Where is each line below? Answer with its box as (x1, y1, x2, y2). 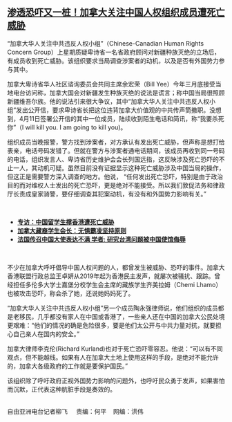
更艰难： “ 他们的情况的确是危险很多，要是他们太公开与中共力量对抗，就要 (7, 321, 216, 329)
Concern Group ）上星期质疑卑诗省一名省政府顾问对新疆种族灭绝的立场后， (7, 48, 221, 56)
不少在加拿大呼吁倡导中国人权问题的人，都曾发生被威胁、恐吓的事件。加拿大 (7, 263, 225, 271)
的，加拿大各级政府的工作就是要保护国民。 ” (7, 362, 128, 370)
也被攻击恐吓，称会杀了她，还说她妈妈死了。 (7, 289, 135, 297)
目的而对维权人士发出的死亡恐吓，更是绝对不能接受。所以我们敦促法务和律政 (7, 181, 225, 189)
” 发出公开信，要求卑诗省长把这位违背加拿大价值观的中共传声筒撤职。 (13, 106, 210, 114)
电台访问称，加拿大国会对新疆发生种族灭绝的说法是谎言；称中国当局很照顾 (12, 89, 225, 97)
